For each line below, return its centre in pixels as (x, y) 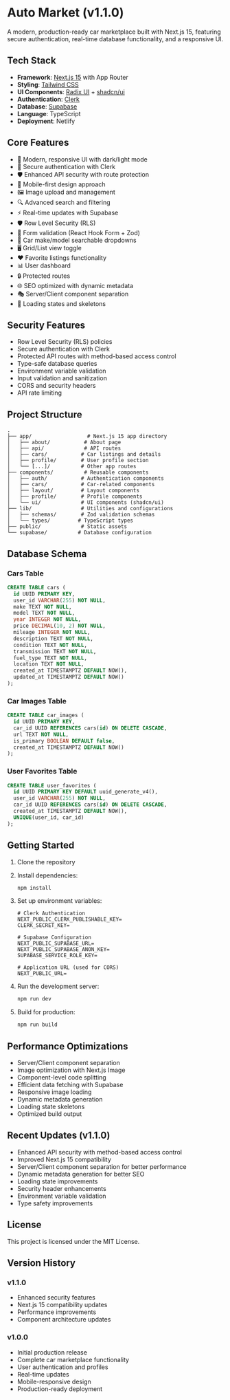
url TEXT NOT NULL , (41, 734)
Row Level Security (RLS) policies (65, 342)
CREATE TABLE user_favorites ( (52, 785)
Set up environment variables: (59, 901)
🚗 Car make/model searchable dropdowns (77, 240)
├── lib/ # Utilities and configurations (90, 509)
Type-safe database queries (57, 364)
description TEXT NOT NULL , (54, 638)
